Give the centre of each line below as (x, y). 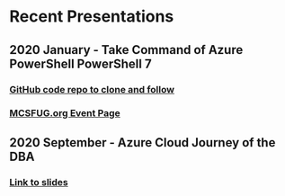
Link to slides (39, 182)
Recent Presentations (92, 17)
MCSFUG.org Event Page (65, 113)
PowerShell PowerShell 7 (80, 63)
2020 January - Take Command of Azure (126, 50)
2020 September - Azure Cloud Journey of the (142, 143)
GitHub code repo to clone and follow (92, 89)
